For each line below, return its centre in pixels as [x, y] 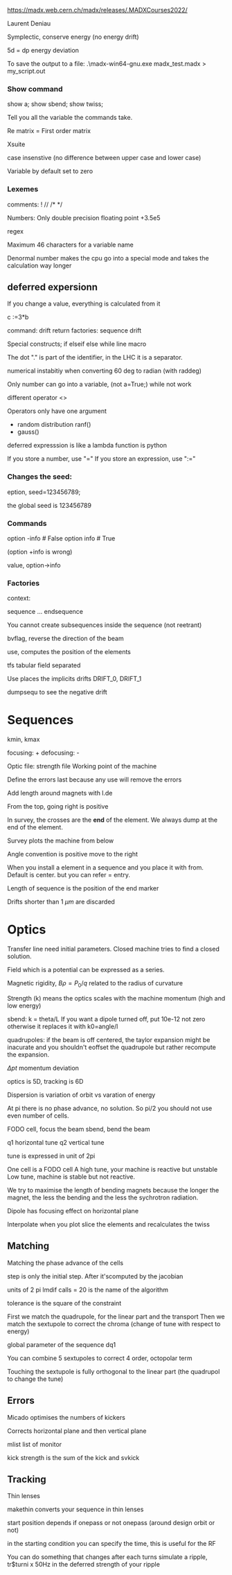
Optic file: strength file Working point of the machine [82, 766]
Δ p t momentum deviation [43, 1068]
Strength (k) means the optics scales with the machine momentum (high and [116, 998]
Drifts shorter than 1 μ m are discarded [61, 902]
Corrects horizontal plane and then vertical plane [77, 1431]
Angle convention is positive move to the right [73, 854]
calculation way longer [39, 265]
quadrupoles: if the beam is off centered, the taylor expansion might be [109, 1039]
